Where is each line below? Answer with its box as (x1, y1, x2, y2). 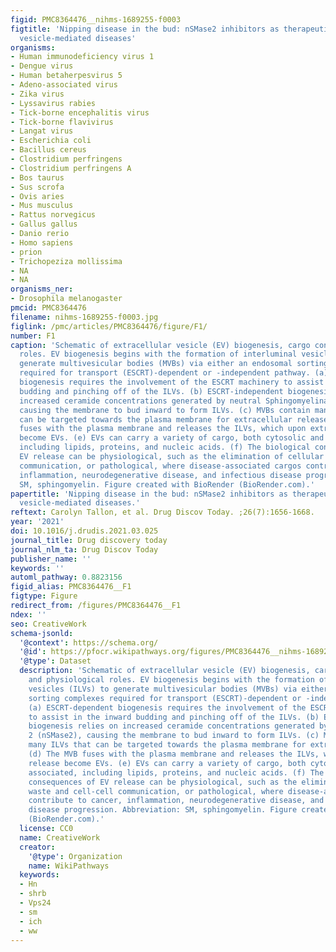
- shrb (19, 889, 47, 899)
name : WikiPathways (28, 861, 110, 871)
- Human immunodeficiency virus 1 (10, 52, 155, 62)
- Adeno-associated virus (10, 80, 118, 90)
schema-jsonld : (10, 628, 74, 638)
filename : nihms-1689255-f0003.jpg (10, 312, 159, 322)
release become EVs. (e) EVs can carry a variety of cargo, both (28, 758, 307, 768)
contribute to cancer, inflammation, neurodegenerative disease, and (28, 796, 325, 806)
